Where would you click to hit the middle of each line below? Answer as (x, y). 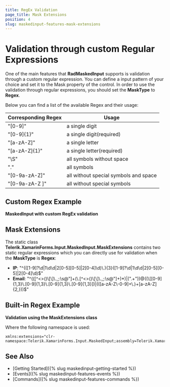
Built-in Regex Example (42, 305)
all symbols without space (97, 159)
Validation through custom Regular (80, 49)
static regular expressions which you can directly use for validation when (81, 252)
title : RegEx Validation (31, 10)
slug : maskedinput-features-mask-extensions (53, 24)
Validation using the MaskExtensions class (51, 317)
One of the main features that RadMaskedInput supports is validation (78, 74)
